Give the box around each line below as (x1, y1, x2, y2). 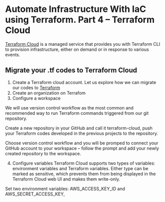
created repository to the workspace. (5, 150, 82, 156)
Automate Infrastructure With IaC (5, 3, 147, 15)
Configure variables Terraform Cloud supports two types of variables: (12, 160, 156, 166)
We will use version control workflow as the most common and (5, 104, 134, 110)
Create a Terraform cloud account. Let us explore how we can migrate (12, 79, 157, 85)
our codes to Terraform (12, 85, 61, 91)
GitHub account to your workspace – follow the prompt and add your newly (5, 145, 159, 151)
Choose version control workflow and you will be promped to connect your (5, 140, 159, 146)
